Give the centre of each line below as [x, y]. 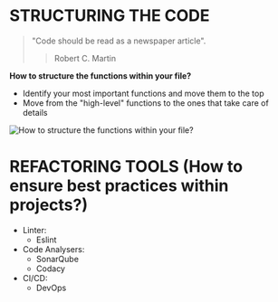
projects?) [49, 205]
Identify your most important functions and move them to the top [143, 93]
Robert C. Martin [85, 58]
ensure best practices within [119, 186]
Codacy [51, 269]
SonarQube [58, 259]
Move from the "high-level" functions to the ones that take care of [145, 103]
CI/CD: [35, 278]
